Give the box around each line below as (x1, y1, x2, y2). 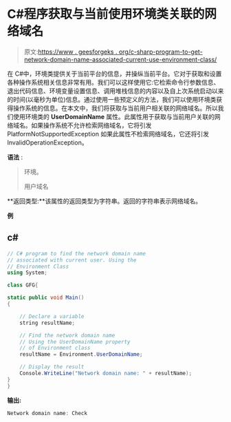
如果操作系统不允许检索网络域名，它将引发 (30, 121, 152, 129)
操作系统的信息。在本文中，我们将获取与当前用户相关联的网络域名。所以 (12, 104, 218, 112)
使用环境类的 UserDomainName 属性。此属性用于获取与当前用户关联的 (12, 112, 215, 120)
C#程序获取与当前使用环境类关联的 (7, 6, 205, 22)
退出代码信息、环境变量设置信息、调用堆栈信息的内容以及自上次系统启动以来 (7, 87, 224, 95)
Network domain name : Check (7, 410, 88, 416)
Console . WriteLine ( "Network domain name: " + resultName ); (19, 370, 192, 377)
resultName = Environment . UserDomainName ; (19, 351, 143, 358)
